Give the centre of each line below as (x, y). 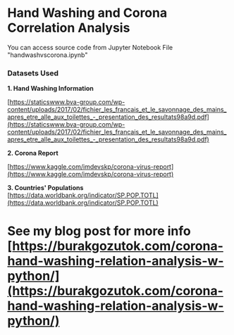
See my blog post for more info (99, 231)
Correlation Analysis (69, 28)
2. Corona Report (33, 153)
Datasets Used (33, 73)
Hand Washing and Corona (87, 13)
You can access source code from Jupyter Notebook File (90, 47)
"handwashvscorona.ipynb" (48, 55)
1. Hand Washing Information (50, 89)
